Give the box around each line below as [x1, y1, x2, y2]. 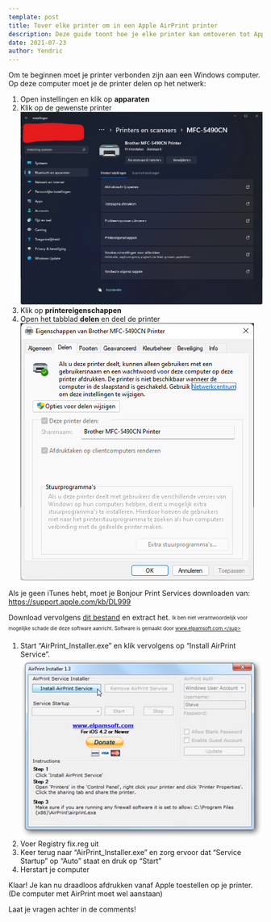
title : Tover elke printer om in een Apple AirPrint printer [8, 21, 219, 30]
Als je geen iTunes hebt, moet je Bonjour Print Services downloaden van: [8, 589, 250, 599]
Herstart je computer [19, 864, 90, 874]
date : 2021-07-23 [8, 39, 67, 47]
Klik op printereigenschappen [19, 306, 122, 315]
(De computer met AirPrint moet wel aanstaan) [8, 888, 163, 899]
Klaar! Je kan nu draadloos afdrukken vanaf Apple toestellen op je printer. [8, 880, 253, 890]
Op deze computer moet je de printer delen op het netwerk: [8, 79, 206, 89]
